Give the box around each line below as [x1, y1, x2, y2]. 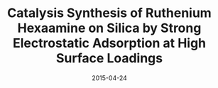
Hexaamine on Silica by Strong [17, 20, 202, 36]
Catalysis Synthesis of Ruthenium [7, 5, 212, 21]
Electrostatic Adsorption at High [12, 35, 207, 51]
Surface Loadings [56, 50, 163, 67]
